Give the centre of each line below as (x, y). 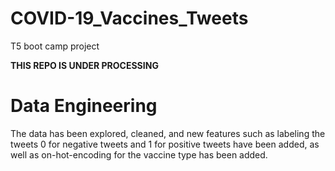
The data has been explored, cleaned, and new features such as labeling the (168, 133)
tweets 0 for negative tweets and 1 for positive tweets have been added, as (165, 144)
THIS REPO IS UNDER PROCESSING (84, 65)
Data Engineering (84, 106)
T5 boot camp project (55, 46)
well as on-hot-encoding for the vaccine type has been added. (139, 154)
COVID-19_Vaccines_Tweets (129, 18)
